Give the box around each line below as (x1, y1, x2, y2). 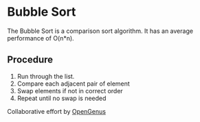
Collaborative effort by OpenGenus (7, 107, 107, 115)
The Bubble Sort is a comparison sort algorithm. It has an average (7, 27, 194, 35)
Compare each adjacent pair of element (16, 80, 131, 88)
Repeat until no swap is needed (16, 94, 107, 102)
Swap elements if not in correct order (16, 86, 124, 95)
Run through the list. (16, 72, 75, 80)
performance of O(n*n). (7, 34, 74, 42)
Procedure (7, 54, 54, 66)
